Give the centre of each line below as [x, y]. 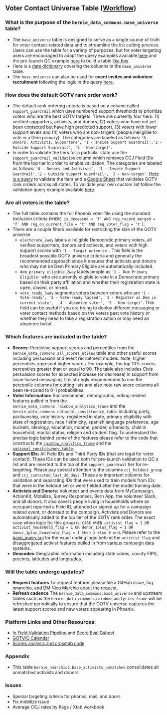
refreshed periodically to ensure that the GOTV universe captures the [83, 604]
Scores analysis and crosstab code [48, 644]
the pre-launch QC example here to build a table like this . [71, 61]
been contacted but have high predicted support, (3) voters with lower [84, 127]
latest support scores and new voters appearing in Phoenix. [74, 609]
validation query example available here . [54, 190]
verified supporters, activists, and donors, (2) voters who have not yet [84, 121]
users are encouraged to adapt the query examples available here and [84, 55]
